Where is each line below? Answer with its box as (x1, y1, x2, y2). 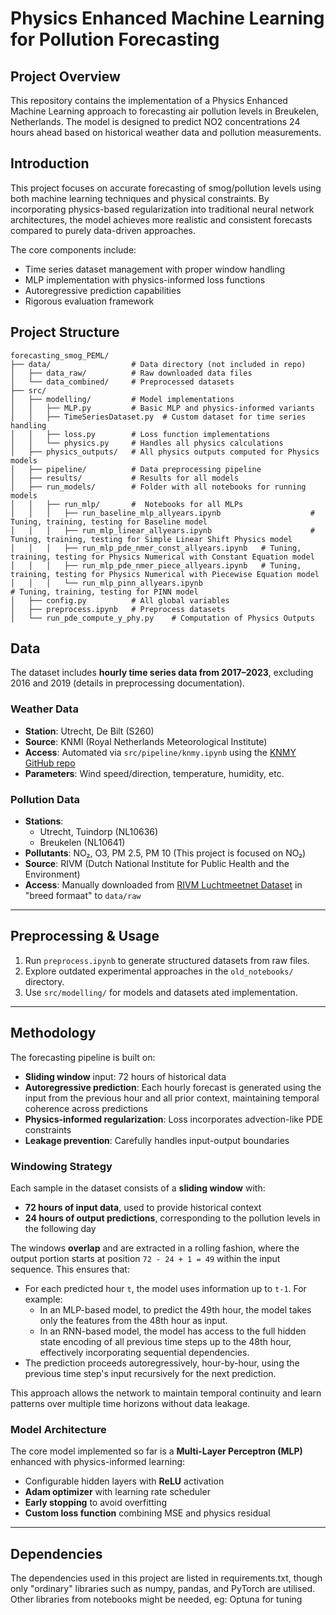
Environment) (24, 868, 81, 881)
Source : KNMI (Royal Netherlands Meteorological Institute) (24, 735, 268, 747)
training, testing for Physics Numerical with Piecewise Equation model (10, 569, 320, 579)
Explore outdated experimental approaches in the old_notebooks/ (24, 965, 294, 977)
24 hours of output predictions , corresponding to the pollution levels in (24, 1212, 321, 1224)
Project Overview (10, 68, 121, 85)
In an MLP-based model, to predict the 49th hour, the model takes (39, 1303, 312, 1316)
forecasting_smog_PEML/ (10, 350, 110, 361)
